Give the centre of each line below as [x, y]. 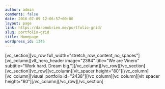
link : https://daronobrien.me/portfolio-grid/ [54, 28]
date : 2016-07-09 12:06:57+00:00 [39, 19]
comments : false [22, 14]
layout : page [18, 23]
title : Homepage [22, 37]
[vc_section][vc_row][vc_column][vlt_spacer [50, 71]
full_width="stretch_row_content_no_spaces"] [93, 55]
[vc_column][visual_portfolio [34, 76]
